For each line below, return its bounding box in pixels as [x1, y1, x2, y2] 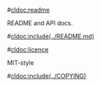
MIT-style [7, 59, 34, 67]
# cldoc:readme [7, 6, 50, 14]
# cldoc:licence [7, 46, 49, 53]
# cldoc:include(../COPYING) [7, 72, 87, 80]
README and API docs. [7, 19, 73, 27]
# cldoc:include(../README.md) [7, 32, 94, 40]
